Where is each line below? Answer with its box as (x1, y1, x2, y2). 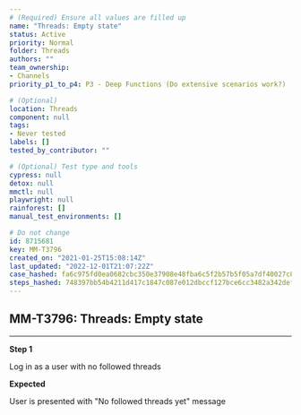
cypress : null (9, 170, 63, 179)
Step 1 (9, 343, 33, 354)
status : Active (9, 30, 66, 39)
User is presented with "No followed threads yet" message (9, 395, 227, 406)
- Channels (9, 72, 50, 81)
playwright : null (9, 195, 74, 204)
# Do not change (9, 229, 70, 238)
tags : (9, 121, 30, 130)
